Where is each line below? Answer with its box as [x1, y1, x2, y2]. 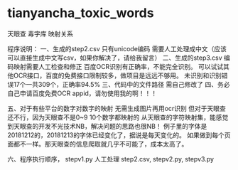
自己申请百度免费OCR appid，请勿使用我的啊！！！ [7, 89, 158, 97]
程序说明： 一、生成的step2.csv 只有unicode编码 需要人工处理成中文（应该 [7, 44, 227, 53]
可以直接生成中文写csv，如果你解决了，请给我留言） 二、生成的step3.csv [7, 53, 222, 62]
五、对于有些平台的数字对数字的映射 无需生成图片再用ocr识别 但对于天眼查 [7, 104, 226, 112]
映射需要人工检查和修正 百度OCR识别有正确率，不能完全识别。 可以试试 [13, 62, 224, 70]
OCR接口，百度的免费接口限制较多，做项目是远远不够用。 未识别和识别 [13, 71, 222, 80]
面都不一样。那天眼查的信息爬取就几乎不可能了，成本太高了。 [7, 139, 188, 148]
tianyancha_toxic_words [7, 5, 154, 21]
